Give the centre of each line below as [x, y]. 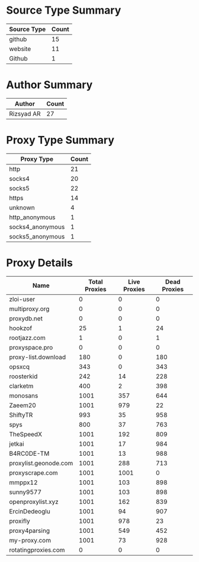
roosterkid [23, 376]
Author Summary [49, 85]
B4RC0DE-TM [29, 453]
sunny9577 [25, 492]
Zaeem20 [23, 405]
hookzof [21, 328]
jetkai [17, 444]
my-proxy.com [30, 540]
